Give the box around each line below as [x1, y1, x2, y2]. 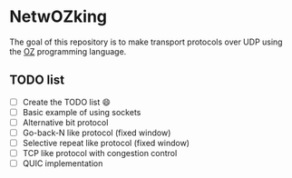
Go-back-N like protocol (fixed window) [22, 127, 171, 138]
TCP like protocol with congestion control [22, 148, 178, 159]
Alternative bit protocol [22, 116, 109, 128]
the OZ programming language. [9, 45, 127, 56]
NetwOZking [9, 6, 107, 27]
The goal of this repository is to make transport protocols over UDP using [9, 36, 283, 47]
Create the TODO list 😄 [22, 96, 112, 107]
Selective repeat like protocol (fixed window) [22, 138, 190, 148]
